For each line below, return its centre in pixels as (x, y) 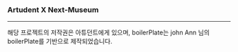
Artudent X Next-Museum (53, 10)
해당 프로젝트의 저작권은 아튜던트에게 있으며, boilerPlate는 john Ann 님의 (109, 32)
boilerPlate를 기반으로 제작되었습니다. (60, 41)
